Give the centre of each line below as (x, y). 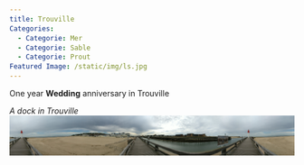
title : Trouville (42, 19)
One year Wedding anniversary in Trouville (90, 93)
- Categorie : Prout (54, 57)
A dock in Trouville (44, 111)
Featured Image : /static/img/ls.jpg (78, 67)
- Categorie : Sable (54, 48)
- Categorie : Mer (50, 38)
